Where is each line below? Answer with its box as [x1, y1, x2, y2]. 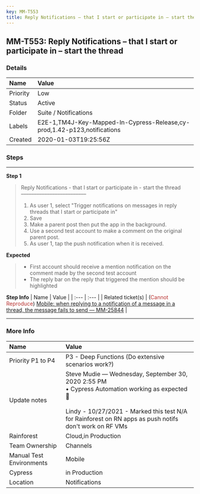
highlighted [29, 282, 58, 290]
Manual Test [9, 451, 43, 459]
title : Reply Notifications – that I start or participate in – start [6, 14, 185, 20]
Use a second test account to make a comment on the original [29, 228, 183, 235]
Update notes [9, 395, 48, 404]
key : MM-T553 [6, 8, 39, 15]
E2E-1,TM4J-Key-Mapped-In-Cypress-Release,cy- [37, 118, 190, 127]
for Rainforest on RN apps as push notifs [65, 415, 179, 423]
